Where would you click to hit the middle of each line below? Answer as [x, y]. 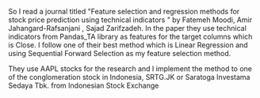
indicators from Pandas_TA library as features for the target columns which [130, 36]
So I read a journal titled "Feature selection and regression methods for [124, 11]
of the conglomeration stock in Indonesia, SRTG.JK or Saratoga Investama [129, 77]
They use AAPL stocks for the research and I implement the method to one [130, 69]
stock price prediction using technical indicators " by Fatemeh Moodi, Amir [130, 20]
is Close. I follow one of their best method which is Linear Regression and [128, 45]
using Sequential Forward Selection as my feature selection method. [120, 53]
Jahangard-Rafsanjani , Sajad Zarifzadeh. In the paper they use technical [128, 28]
